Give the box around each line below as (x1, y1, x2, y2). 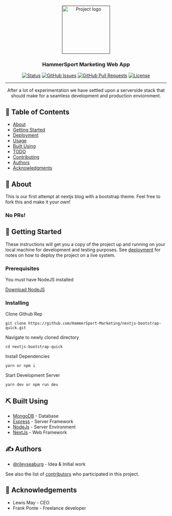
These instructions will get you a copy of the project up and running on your (5, 241, 165, 247)
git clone (5, 321, 27, 326)
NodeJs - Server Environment (12, 424, 76, 430)
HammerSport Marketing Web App (41, 61, 131, 68)
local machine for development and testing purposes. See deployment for (5, 246, 161, 253)
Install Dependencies (5, 353, 50, 359)
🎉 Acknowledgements (5, 486, 77, 494)
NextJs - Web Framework (12, 429, 68, 435)
